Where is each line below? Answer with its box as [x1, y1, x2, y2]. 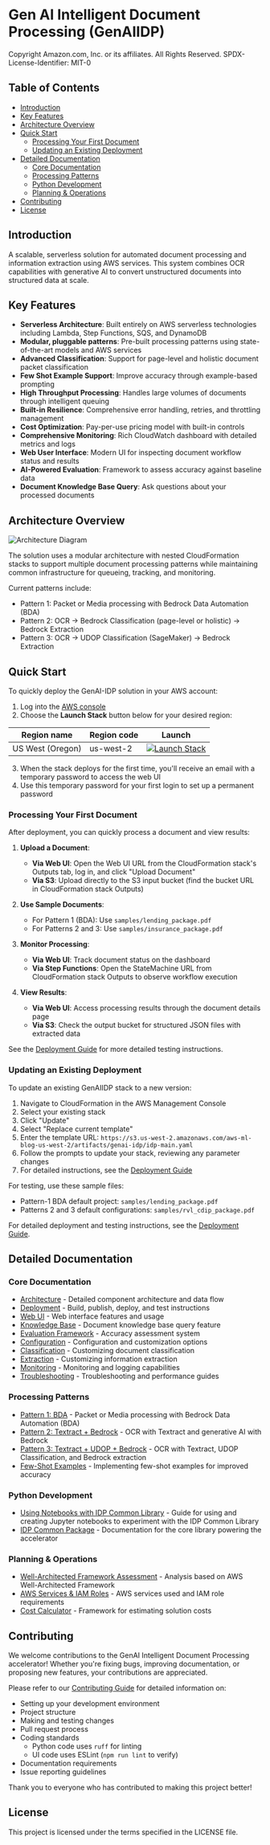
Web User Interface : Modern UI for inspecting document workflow [19, 448, 242, 457]
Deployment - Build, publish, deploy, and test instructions [19, 1303, 211, 1313]
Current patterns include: [8, 583, 92, 593]
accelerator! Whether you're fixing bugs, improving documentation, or [8, 1659, 240, 1668]
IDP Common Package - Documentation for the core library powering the [19, 1524, 262, 1534]
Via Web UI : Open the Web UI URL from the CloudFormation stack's [31, 858, 257, 869]
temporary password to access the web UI [19, 772, 162, 781]
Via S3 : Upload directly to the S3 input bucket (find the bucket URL [31, 876, 255, 886]
